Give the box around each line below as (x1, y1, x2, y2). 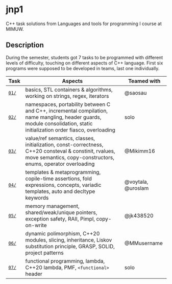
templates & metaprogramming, (25, 168, 101, 176)
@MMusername (125, 239, 163, 247)
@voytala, (125, 178, 149, 185)
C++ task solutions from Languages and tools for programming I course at (6, 20, 162, 27)
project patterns (25, 249, 64, 256)
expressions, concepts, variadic (25, 181, 102, 188)
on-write (25, 222, 47, 229)
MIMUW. (6, 26, 24, 32)
